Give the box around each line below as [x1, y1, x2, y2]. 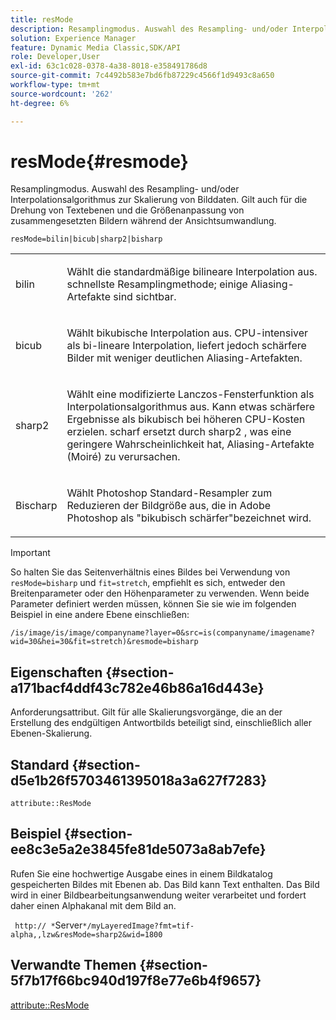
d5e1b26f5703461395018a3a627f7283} [10, 772, 268, 789]
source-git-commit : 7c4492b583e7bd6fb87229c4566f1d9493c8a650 [10, 71, 275, 81]
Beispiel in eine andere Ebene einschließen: [10, 609, 190, 621]
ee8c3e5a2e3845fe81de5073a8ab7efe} [10, 841, 267, 858]
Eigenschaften [10, 664, 103, 681]
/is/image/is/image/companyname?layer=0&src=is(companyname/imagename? [10, 628, 315, 638]
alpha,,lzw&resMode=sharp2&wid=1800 [10, 929, 163, 940]
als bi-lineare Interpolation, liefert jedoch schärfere [66, 339, 307, 353]
